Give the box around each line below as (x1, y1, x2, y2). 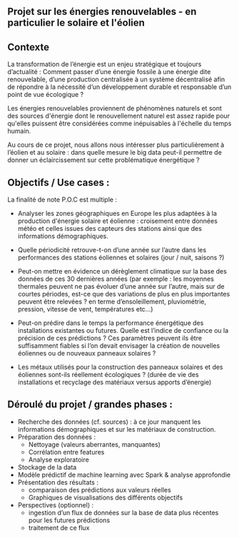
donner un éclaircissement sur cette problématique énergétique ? (7, 156, 200, 165)
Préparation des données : (17, 433, 96, 441)
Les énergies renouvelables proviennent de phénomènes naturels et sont (7, 104, 223, 113)
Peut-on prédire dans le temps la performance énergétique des (17, 319, 204, 327)
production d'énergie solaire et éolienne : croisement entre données (17, 217, 218, 225)
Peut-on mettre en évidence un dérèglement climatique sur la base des (17, 267, 227, 276)
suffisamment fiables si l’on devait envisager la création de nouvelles (17, 341, 220, 350)
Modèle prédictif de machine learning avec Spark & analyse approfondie (17, 470, 230, 479)
